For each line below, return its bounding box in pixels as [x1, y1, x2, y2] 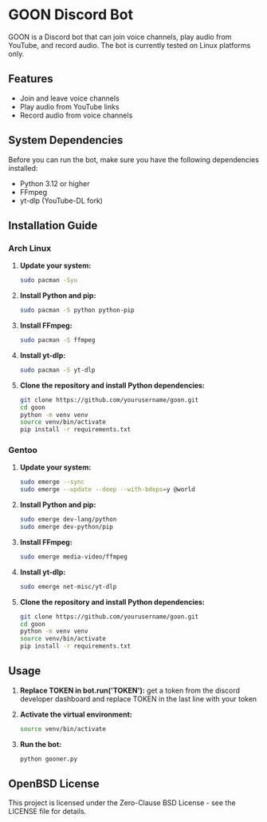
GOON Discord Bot [8, 6, 134, 24]
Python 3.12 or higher [19, 178, 90, 189]
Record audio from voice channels [19, 110, 133, 120]
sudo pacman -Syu [19, 276, 78, 284]
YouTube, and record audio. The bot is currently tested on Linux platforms [8, 40, 251, 50]
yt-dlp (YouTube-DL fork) [19, 196, 104, 205]
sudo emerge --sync [19, 478, 85, 486]
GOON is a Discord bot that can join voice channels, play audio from [8, 32, 232, 42]
